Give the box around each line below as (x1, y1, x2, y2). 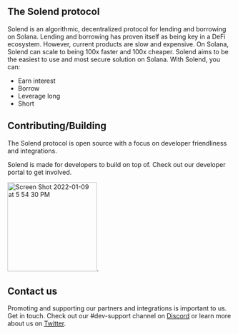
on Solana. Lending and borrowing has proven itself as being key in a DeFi (7, 32, 226, 41)
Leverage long (17, 91, 61, 100)
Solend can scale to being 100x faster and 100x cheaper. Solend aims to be (7, 47, 229, 56)
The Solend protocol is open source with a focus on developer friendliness (7, 138, 227, 147)
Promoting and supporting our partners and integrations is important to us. (7, 304, 227, 313)
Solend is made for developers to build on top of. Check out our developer (7, 160, 226, 168)
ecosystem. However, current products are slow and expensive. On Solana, (7, 39, 229, 49)
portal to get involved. (7, 168, 72, 176)
